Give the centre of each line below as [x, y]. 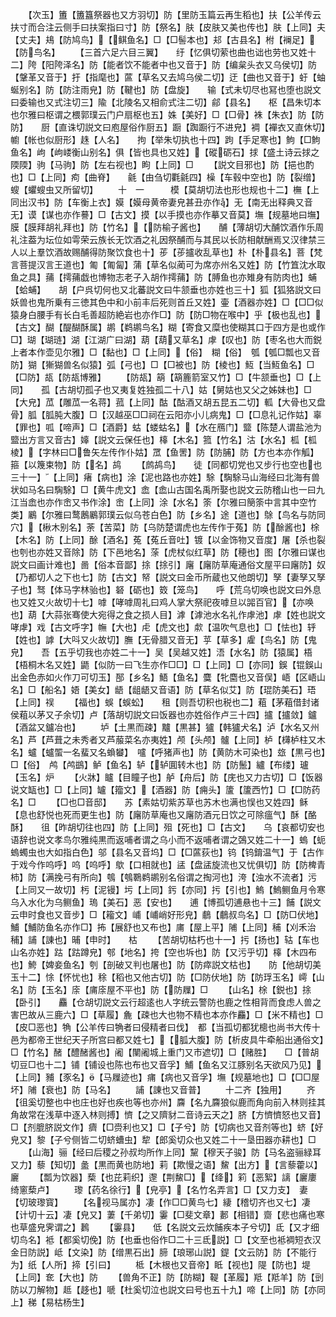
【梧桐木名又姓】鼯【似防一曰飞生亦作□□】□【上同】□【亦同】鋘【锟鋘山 [166, 664]
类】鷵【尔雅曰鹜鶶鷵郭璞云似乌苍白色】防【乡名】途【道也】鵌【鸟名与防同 [168, 514]
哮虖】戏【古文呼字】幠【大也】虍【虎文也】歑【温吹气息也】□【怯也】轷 [163, 627]
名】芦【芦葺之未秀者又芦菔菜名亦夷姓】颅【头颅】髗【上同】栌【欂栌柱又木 [168, 739]
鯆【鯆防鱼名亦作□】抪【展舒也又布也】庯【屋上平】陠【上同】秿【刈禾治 [163, 927]
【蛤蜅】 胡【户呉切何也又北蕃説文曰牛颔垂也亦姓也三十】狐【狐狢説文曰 [166, 289]
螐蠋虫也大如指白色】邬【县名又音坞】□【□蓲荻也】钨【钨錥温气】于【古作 [167, 852]
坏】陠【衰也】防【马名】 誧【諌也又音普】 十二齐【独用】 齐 [163, 1089]
